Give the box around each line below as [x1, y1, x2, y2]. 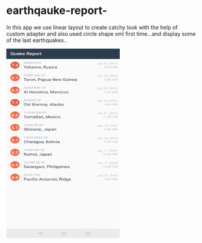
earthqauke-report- [6, 4, 108, 18]
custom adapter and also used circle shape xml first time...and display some [6, 30, 196, 37]
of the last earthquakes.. [6, 36, 67, 44]
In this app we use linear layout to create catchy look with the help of [6, 24, 178, 31]
